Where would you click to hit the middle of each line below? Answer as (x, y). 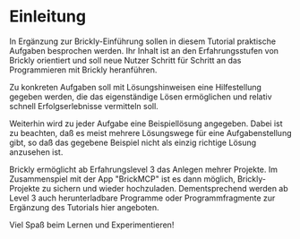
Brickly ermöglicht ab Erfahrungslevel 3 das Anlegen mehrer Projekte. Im (144, 169)
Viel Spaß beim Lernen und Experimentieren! (92, 225)
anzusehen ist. (36, 152)
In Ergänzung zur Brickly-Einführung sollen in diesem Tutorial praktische (142, 41)
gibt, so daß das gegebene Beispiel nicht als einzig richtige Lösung (133, 142)
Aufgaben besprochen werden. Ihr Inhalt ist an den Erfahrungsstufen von (144, 50)
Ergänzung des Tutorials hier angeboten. (84, 207)
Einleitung (48, 17)
